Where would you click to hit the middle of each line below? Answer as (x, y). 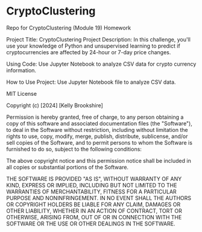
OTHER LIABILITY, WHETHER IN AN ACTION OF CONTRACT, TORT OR (94, 211)
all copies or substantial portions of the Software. (67, 167)
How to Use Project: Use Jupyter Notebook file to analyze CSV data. (91, 82)
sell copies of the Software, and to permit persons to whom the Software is (99, 142)
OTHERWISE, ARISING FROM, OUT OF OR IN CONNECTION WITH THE (94, 217)
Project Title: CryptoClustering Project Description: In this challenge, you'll (99, 39)
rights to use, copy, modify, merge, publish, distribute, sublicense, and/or (97, 136)
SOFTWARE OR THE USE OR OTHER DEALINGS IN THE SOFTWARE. (91, 224)
